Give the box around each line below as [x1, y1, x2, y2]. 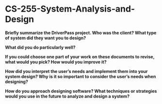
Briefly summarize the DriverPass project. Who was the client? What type [5, 30, 157, 35]
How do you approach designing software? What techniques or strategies [5, 88, 157, 94]
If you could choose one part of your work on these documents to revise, [5, 53, 155, 59]
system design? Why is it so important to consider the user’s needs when [5, 73, 156, 79]
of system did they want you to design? [5, 35, 86, 41]
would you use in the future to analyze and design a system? [5, 93, 130, 99]
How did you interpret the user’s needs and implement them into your [5, 68, 148, 74]
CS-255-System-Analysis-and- [5, 3, 135, 15]
